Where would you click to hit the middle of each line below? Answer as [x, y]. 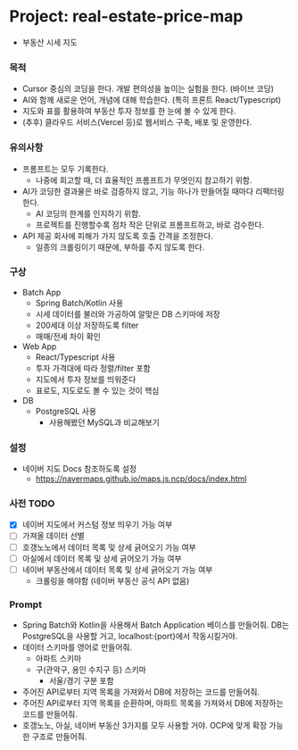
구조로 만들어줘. [59, 737]
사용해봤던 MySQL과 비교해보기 [104, 422]
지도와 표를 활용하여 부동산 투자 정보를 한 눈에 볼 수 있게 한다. [129, 111]
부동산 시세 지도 [50, 42]
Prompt [26, 604]
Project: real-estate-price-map [126, 17]
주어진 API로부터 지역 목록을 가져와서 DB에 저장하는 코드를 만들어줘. [141, 692]
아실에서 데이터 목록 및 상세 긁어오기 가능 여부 [102, 558]
